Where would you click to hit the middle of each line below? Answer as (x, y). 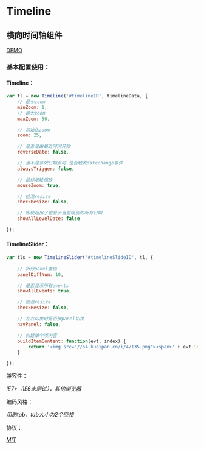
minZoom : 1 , (32, 107)
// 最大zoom (31, 113)
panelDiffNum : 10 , (40, 274)
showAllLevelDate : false (49, 219)
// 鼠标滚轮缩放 (35, 180)
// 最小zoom (31, 102)
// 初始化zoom (34, 130)
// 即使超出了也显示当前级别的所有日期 (60, 213)
